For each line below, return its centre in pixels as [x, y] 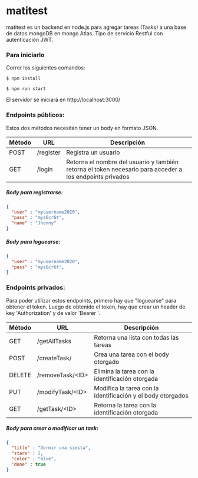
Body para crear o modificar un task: [52, 429]
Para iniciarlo [25, 55]
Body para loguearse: [33, 242]
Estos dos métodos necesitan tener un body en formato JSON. [82, 128]
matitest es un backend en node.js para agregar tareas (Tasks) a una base [96, 27]
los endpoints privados [98, 177]
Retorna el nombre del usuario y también [122, 162]
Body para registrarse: [34, 192]
